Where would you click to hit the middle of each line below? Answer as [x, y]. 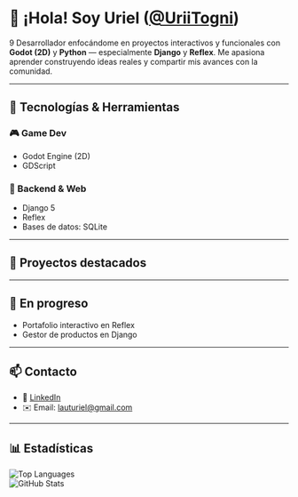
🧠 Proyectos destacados [78, 263]
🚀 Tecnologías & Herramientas [94, 107]
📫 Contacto [43, 371]
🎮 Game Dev [38, 133]
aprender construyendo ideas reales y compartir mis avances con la [134, 61]
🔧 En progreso [49, 304]
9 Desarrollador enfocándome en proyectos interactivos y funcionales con [145, 43]
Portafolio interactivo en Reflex [78, 325]
